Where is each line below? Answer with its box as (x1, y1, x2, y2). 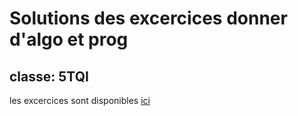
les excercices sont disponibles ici (9, 95, 151, 106)
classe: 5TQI (9, 68, 89, 85)
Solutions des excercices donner (9, 7, 288, 30)
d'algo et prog (9, 28, 129, 51)
